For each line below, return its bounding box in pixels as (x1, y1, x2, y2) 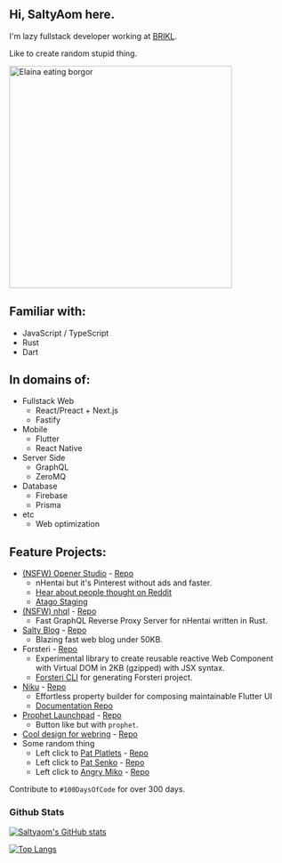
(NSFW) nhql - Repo (21, 606, 97, 617)
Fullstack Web (21, 396, 74, 407)
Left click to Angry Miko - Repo (35, 767, 149, 778)
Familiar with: (9, 304, 86, 319)
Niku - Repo (21, 682, 67, 692)
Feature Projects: (9, 544, 107, 560)
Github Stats (9, 806, 65, 819)
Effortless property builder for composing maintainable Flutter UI (35, 691, 273, 702)
